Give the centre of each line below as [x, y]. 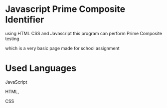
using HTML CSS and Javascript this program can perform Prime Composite [84, 33]
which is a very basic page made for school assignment [62, 48]
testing [12, 39]
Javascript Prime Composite [65, 9]
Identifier [25, 20]
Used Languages [41, 68]
